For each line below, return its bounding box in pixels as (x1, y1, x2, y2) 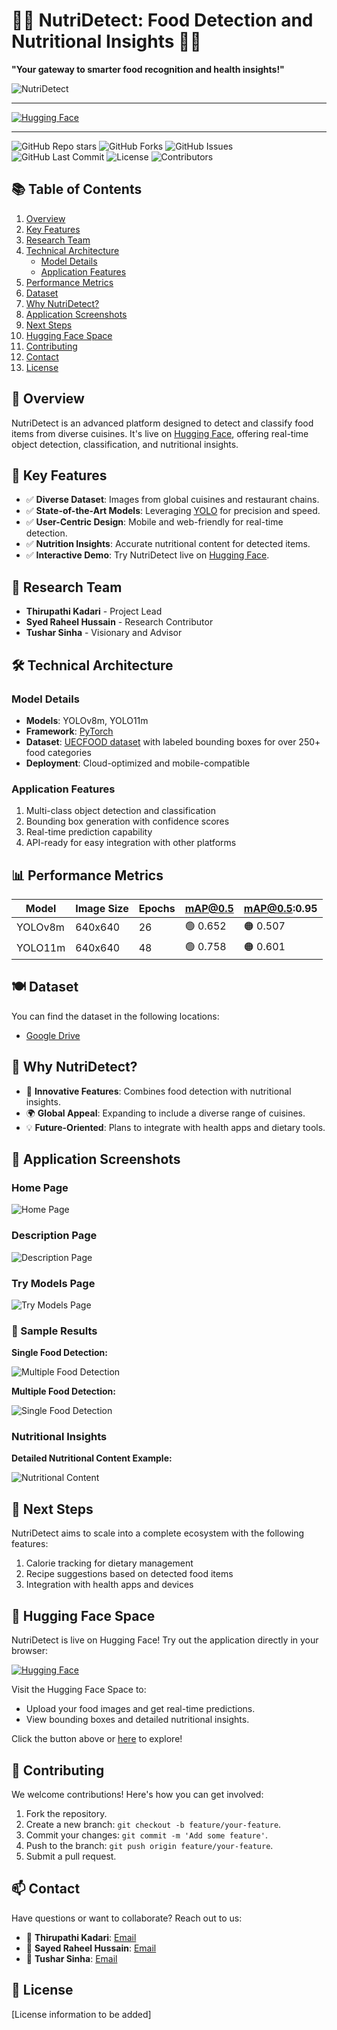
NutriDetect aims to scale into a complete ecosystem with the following (11, 1527, 305, 1539)
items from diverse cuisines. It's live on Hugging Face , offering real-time (11, 427, 309, 439)
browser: (11, 1645, 49, 1657)
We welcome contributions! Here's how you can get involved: (11, 1788, 264, 1800)
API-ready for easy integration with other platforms (25, 837, 237, 849)
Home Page (11, 1180, 69, 1194)
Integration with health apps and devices (25, 1579, 194, 1591)
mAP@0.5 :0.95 (243, 901, 318, 915)
